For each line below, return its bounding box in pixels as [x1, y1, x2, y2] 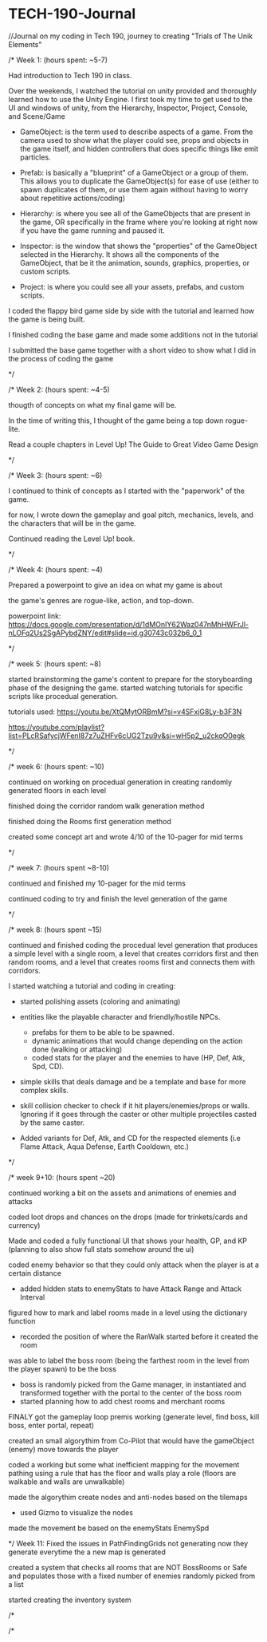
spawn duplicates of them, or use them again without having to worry [19, 184, 249, 194]
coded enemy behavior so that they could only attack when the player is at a [8, 1260, 259, 1269]
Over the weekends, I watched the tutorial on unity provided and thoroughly [8, 85, 257, 96]
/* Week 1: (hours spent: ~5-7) [8, 55, 108, 65]
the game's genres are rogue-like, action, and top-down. [8, 595, 194, 605]
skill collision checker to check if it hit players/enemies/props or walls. [19, 1100, 250, 1110]
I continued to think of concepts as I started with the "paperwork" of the [8, 486, 245, 495]
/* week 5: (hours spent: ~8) [8, 659, 102, 669]
